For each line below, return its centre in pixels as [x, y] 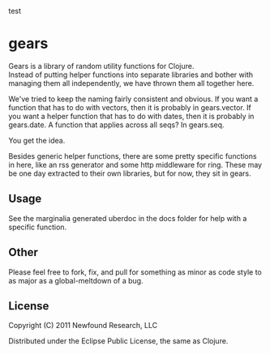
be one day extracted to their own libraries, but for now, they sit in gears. [130, 173]
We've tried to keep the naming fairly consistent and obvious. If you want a [133, 99]
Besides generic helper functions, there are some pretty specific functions [133, 156]
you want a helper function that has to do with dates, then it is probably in [131, 116]
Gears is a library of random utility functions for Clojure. [101, 66]
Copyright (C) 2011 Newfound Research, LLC [83, 326]
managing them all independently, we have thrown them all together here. [131, 83]
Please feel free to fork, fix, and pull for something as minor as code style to [135, 272]
